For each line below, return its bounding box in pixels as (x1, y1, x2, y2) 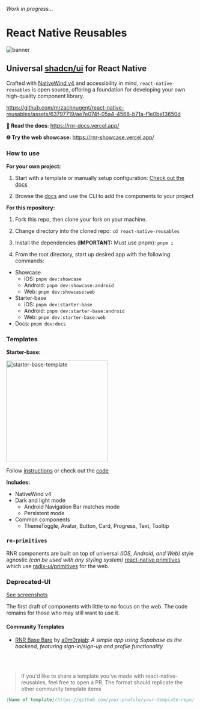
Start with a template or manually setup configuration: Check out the (14, 175, 185, 182)
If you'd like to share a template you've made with (20, 672, 144, 680)
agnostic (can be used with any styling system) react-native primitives (6, 556, 181, 563)
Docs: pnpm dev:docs (14, 320, 66, 327)
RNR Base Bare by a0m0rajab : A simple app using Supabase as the (14, 636, 182, 643)
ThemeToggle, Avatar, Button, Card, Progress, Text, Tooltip (23, 522, 169, 530)
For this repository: (6, 204, 55, 211)
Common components (14, 516, 70, 523)
